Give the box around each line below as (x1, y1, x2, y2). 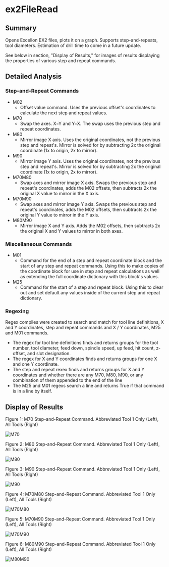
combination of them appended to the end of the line (12, 377, 123, 383)
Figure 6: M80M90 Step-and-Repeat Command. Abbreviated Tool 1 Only (5, 541, 156, 547)
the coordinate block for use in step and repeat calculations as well (20, 268, 160, 274)
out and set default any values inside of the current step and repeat (20, 289, 160, 295)
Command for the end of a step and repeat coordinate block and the (20, 257, 162, 264)
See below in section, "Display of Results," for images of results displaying (5, 52, 160, 58)
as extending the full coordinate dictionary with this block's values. (20, 273, 159, 279)
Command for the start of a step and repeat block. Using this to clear (20, 284, 163, 290)
